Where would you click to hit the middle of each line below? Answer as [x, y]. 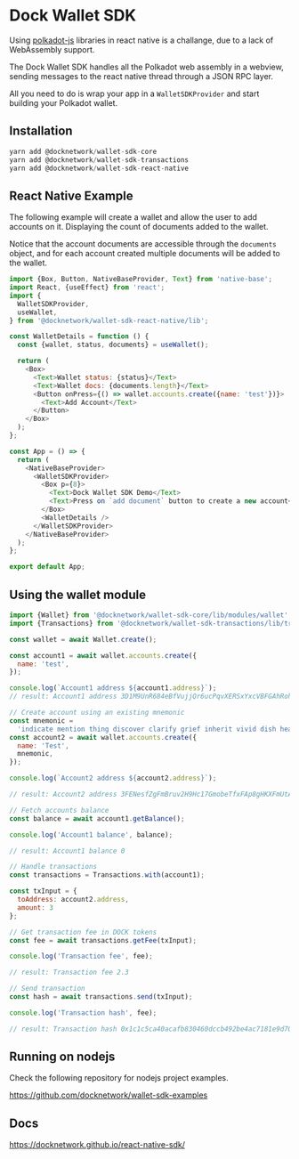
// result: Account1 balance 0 [67, 851]
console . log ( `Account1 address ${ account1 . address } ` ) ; [113, 688]
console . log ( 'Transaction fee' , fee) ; [81, 956]
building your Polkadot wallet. [64, 102]
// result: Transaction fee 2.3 [69, 973]
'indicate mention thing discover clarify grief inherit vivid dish [147, 729]
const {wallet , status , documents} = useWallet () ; [113, 345]
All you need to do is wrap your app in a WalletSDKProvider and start [134, 93]
